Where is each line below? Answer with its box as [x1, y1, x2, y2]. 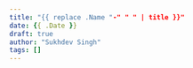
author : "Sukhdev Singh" [9, 37, 101, 47]
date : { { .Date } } [9, 21, 77, 30]
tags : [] [9, 46, 42, 55]
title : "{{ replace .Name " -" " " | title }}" [9, 12, 185, 22]
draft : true [9, 29, 53, 38]
